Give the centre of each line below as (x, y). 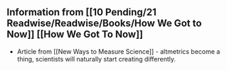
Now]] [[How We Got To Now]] (75, 34)
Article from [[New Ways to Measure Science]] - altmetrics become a (118, 51)
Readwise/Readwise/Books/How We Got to (104, 24)
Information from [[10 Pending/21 (82, 12)
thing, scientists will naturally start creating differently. (96, 59)
